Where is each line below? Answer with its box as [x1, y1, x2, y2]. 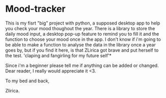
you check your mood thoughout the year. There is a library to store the [5, 25, 155, 31]
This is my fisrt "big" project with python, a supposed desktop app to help [5, 20, 160, 26]
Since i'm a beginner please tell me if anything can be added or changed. [5, 62, 159, 68]
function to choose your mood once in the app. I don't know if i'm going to [5, 36, 161, 42]
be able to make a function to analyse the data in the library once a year [5, 41, 156, 47]
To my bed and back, [5, 78, 50, 84]
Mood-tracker [5, 3, 66, 15]
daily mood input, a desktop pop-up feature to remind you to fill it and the [5, 31, 159, 37]
